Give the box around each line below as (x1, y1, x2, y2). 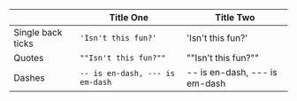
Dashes (13, 72, 46, 83)
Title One (109, 12, 148, 23)
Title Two (215, 12, 255, 23)
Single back (13, 27, 63, 38)
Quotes (13, 52, 44, 64)
